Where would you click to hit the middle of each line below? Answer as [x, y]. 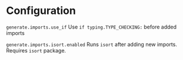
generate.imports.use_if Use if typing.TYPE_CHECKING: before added [91, 27]
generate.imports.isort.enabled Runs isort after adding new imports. [92, 44]
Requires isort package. [36, 50]
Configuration [41, 11]
